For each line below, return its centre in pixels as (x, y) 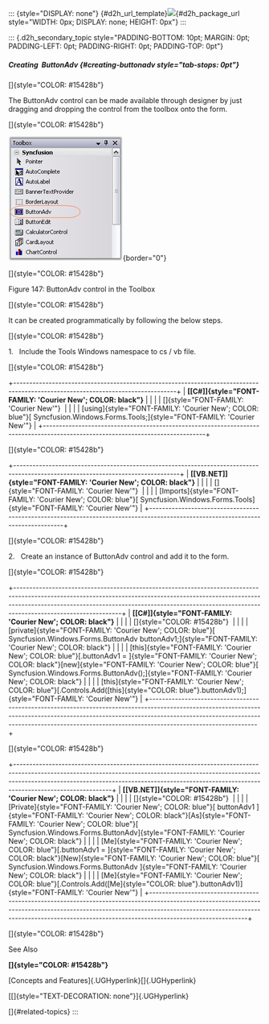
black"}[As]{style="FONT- (208, 815)
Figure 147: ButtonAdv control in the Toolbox (82, 289)
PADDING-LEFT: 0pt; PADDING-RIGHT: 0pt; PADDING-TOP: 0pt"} (116, 46)
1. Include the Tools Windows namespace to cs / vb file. (102, 351)
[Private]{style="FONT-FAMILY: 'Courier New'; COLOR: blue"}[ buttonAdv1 (132, 807)
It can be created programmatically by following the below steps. (116, 320)
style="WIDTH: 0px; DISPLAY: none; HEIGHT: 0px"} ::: (98, 22)
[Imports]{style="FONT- (199, 490)
